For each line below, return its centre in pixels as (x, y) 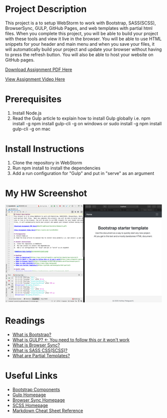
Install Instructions (45, 149)
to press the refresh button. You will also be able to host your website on (79, 54)
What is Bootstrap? (32, 334)
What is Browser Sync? (36, 345)
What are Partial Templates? (41, 355)
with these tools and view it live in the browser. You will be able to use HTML (83, 39)
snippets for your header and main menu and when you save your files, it (80, 44)
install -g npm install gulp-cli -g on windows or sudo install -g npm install (87, 123)
